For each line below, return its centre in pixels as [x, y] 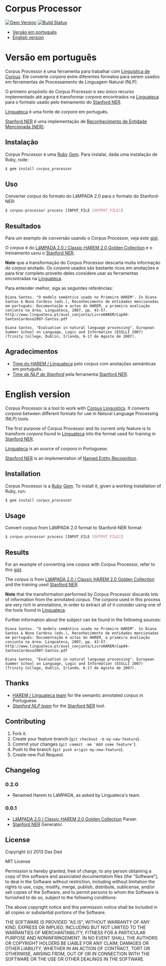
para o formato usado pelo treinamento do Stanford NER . [63, 102]
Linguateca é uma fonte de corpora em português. [57, 111]
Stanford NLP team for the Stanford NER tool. [59, 706]
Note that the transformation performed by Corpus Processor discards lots [82, 594]
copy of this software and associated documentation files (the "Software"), [82, 876]
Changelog [23, 770]
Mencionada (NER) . [25, 126]
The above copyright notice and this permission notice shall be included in [81, 907]
